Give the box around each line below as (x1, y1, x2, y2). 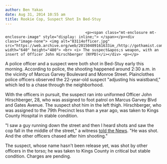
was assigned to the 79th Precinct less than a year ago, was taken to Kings (5, 108, 159, 114)
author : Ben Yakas (5, 7, 43, 12)
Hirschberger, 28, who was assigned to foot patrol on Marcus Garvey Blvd (5, 97, 157, 103)
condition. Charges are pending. (5, 153, 71, 160)
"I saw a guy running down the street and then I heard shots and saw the (5, 123, 154, 129)
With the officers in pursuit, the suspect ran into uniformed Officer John (5, 92, 152, 98)
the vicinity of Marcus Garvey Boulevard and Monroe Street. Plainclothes (5, 71, 155, 77)
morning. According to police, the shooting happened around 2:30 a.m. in (5, 66, 156, 72)
